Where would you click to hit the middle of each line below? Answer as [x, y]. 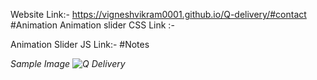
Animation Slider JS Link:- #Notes [80, 44]
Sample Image [40, 63]
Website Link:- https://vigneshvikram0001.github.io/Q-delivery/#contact [158, 14]
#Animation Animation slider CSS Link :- [92, 25]
